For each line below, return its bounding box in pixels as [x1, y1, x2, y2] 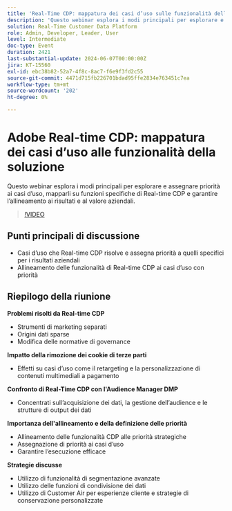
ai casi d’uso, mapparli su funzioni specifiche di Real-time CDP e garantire [7, 189, 218, 197]
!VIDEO [23, 210, 45, 218]
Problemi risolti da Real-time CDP [7, 309, 105, 317]
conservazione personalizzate [17, 496, 104, 504]
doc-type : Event [7, 42, 54, 49]
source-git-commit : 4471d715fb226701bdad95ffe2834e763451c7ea [7, 74, 190, 82]
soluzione [7, 159, 65, 175]
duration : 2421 [7, 49, 51, 56]
